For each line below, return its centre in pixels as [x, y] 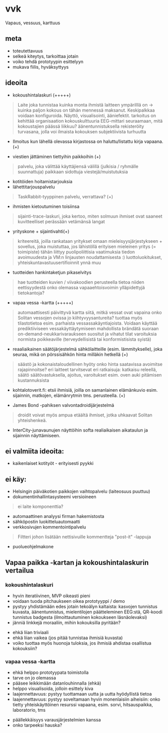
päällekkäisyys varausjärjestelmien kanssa [57, 720]
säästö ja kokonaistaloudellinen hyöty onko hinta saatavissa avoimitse [90, 364]
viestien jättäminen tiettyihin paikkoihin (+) [57, 156]
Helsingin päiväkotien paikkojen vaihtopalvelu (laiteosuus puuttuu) [81, 491]
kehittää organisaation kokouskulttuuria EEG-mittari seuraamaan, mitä [90, 121]
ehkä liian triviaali [31, 632]
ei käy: [16, 479]
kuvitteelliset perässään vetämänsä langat [61, 221]
